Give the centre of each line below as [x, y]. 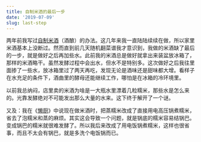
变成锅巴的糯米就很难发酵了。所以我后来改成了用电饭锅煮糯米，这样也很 [95, 125]
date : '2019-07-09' [31, 17]
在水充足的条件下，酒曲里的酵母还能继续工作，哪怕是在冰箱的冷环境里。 [95, 78]
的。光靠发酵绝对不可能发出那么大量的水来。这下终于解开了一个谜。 [90, 98]
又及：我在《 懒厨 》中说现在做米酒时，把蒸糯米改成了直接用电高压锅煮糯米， [100, 110]
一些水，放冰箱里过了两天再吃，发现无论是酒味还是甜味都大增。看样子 [108, 70]
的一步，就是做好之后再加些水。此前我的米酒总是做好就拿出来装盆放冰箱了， [100, 55]
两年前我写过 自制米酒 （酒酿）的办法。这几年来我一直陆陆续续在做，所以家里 [100, 41]
